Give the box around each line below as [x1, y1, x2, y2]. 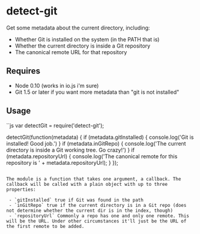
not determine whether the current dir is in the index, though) [6, 208, 173, 214]
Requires [6, 66, 41, 76]
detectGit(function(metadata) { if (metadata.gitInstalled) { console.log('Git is [6, 134, 194, 141]
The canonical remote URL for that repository [14, 48, 127, 55]
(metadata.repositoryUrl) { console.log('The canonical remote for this [6, 152, 178, 160]
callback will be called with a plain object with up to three [6, 181, 168, 187]
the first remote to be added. [6, 223, 85, 229]
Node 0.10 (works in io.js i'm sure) [14, 82, 99, 89]
